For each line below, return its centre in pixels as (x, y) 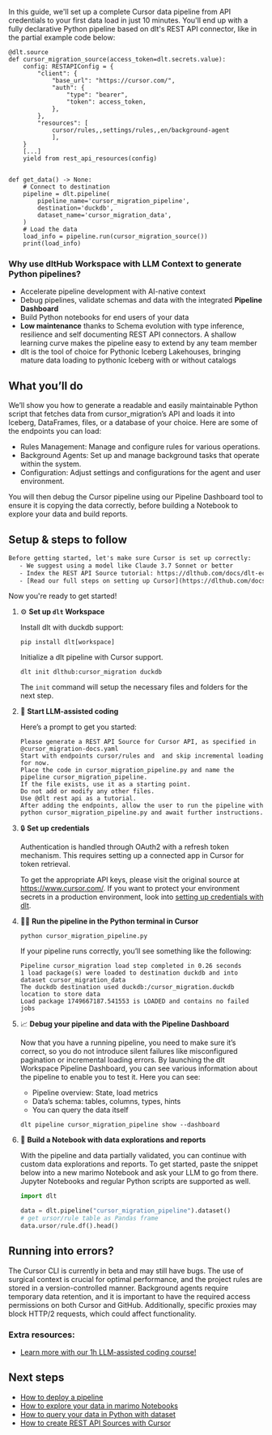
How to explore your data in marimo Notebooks (99, 1405)
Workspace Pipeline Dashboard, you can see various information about (139, 1068)
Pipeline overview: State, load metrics (95, 1093)
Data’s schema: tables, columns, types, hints (106, 1102)
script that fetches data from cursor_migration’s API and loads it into (122, 414)
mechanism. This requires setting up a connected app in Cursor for (132, 855)
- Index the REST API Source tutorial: (86, 573)
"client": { (58, 74)
